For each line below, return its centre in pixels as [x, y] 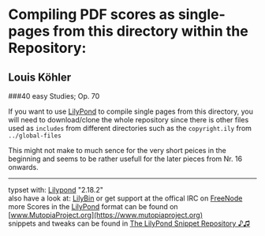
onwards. [24, 167]
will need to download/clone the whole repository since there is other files [129, 120]
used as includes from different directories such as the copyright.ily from [130, 128]
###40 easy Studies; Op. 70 [54, 96]
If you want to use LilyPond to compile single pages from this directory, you [131, 111]
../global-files [35, 136]
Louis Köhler [40, 77]
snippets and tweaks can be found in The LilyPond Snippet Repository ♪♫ [129, 223]
